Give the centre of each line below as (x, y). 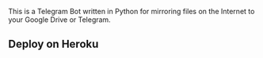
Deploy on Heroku (53, 44)
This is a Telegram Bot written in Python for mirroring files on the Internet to (131, 11)
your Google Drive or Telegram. (59, 20)
